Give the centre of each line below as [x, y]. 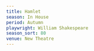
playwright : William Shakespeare [47, 28]
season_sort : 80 [26, 33]
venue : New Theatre [30, 39]
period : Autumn [25, 22]
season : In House [27, 17]
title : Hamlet [24, 11]
